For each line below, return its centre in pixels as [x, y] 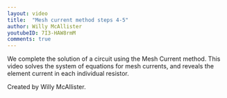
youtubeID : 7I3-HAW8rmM [42, 33]
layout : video [28, 13]
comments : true [29, 39]
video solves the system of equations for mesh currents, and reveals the [110, 66]
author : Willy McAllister [44, 26]
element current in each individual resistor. [68, 74]
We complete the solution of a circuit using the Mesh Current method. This [114, 59]
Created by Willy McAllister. [47, 87]
